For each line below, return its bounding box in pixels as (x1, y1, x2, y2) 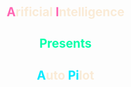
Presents (39, 36, 92, 52)
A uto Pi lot (37, 67, 94, 83)
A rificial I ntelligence (6, 4, 125, 20)
